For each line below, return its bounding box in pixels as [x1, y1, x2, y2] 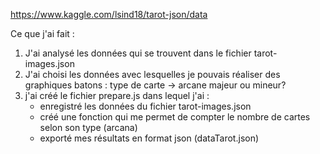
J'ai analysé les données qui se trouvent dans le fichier [24, 47, 252, 59]
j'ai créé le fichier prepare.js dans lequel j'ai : [24, 90, 210, 101]
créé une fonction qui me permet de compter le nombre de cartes [39, 111, 311, 123]
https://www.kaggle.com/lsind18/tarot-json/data [10, 9, 208, 20]
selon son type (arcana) [39, 122, 138, 133]
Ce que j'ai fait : [10, 28, 75, 39]
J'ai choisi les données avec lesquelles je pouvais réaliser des [24, 69, 281, 80]
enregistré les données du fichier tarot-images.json [39, 100, 252, 112]
